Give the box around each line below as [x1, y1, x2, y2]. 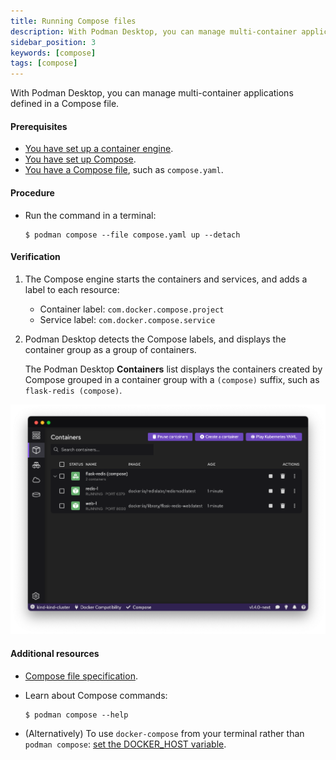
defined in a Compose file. [10, 98, 120, 110]
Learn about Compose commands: [24, 689, 168, 701]
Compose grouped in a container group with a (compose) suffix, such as [24, 373, 320, 385]
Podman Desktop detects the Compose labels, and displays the [24, 333, 287, 345]
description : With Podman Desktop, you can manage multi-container [10, 26, 298, 37]
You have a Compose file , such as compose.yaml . [24, 164, 224, 176]
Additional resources [10, 648, 100, 660]
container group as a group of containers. [24, 343, 197, 355]
